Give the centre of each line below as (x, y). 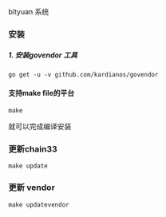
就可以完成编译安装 (40, 127)
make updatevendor (39, 205)
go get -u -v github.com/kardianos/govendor (83, 74)
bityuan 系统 (29, 12)
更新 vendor (32, 187)
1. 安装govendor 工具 (43, 55)
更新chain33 (33, 149)
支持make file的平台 (41, 93)
